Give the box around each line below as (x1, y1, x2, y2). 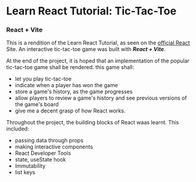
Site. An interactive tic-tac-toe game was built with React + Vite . (6, 46, 166, 53)
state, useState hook (14, 156, 66, 163)
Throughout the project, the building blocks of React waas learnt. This (6, 119, 179, 126)
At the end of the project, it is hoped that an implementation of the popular (6, 57, 190, 64)
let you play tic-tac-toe (14, 75, 72, 82)
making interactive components (14, 143, 94, 151)
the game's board (14, 101, 59, 108)
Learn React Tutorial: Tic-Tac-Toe (6, 4, 177, 18)
